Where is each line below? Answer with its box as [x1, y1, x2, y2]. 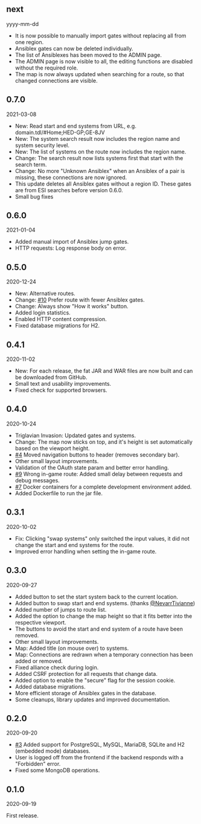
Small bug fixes [14, 193, 54, 200]
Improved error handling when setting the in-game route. [14, 548, 157, 555]
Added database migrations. [14, 683, 86, 690]
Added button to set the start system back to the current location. [14, 593, 179, 600]
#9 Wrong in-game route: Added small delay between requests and [14, 470, 183, 478]
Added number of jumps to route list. [14, 606, 107, 613]
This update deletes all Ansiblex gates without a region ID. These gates [14, 180, 192, 187]
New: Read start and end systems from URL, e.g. [14, 122, 137, 129]
